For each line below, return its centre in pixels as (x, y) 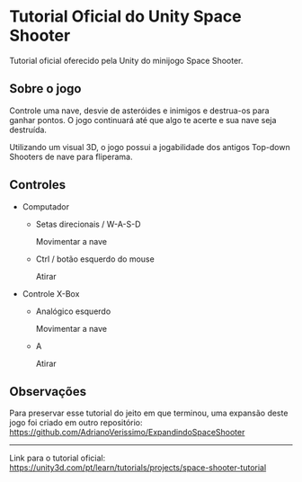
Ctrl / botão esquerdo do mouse (95, 259)
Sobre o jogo (45, 89)
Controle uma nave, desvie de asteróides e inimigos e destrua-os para (139, 111)
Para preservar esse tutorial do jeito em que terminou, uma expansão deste (149, 413)
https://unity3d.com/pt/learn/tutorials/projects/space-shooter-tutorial (138, 468)
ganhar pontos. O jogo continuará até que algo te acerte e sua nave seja (143, 120)
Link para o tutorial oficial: (58, 458)
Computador (46, 206)
